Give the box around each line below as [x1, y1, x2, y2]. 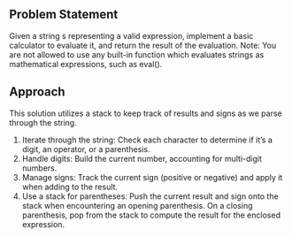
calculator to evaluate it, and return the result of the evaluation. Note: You [9, 40, 277, 50]
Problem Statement [9, 7, 119, 22]
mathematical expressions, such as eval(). [9, 58, 163, 69]
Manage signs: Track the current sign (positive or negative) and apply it [21, 172, 283, 182]
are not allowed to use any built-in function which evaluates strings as [9, 49, 265, 60]
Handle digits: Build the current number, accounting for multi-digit [21, 153, 263, 164]
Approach [9, 84, 65, 100]
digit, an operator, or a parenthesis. [21, 143, 150, 154]
